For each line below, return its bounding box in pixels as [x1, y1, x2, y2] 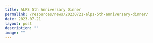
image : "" [5, 30, 26, 35]
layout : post [5, 21, 32, 26]
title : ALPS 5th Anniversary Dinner [5, 7, 81, 12]
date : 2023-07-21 [5, 16, 41, 21]
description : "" [5, 26, 39, 31]
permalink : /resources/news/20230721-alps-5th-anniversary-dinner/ [5, 12, 149, 17]
